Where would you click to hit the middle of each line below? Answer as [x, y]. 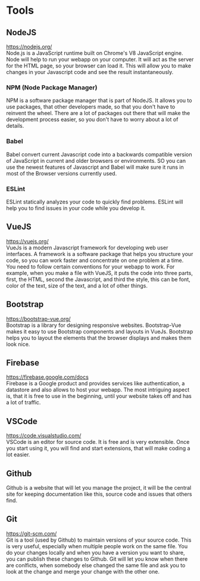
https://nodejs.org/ [29, 47]
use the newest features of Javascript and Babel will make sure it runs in [95, 167]
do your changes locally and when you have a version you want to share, [96, 552]
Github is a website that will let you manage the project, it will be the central [99, 487]
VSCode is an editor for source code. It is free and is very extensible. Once [98, 442]
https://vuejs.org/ [27, 241]
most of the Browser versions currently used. [62, 173]
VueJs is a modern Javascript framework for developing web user [87, 248]
